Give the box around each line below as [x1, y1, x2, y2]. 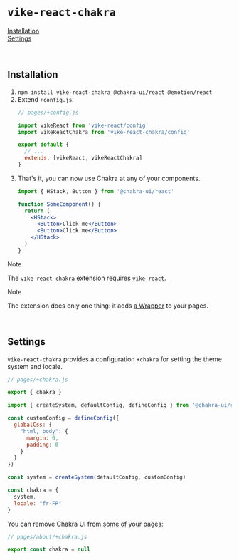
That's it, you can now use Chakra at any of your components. [17, 174, 201, 182]
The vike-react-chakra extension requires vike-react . [7, 274, 166, 282]
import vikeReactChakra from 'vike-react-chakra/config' [17, 128, 191, 135]
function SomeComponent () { [17, 200, 101, 208]
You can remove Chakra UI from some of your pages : [7, 519, 164, 528]
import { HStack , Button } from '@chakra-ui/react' [17, 187, 174, 195]
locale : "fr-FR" [14, 499, 62, 507]
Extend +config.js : [17, 95, 75, 103]
